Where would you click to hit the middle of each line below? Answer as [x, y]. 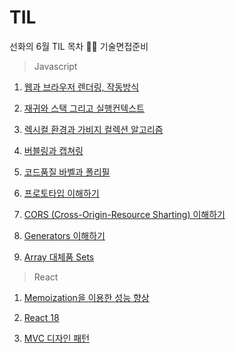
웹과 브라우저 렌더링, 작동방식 [81, 87]
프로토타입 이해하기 [61, 193]
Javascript [55, 66]
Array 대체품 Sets [59, 257]
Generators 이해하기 [64, 235]
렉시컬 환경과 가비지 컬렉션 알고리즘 [93, 129]
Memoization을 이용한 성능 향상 [86, 297]
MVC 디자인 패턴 [57, 338]
